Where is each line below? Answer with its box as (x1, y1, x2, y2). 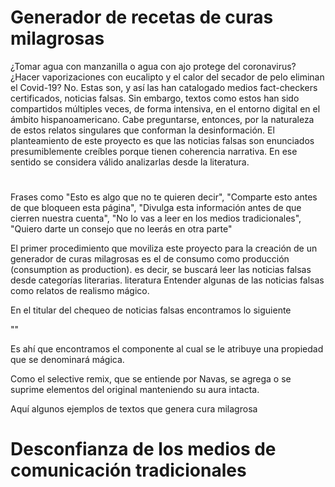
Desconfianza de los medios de (10, 438, 277, 461)
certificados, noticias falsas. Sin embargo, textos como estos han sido (10, 92, 300, 104)
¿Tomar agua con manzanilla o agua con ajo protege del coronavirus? (10, 60, 297, 72)
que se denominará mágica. (10, 354, 125, 366)
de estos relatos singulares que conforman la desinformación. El (10, 124, 275, 136)
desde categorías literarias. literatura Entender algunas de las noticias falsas (10, 274, 325, 286)
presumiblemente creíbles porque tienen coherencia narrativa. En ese (10, 145, 298, 157)
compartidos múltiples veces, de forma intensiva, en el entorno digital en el (10, 102, 321, 115)
